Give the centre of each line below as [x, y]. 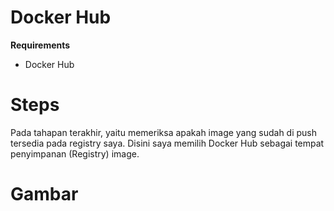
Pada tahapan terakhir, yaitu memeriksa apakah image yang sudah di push [164, 132]
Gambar [44, 194]
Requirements [40, 45]
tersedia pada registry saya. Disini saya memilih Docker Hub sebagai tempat [167, 143]
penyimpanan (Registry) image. [75, 153]
